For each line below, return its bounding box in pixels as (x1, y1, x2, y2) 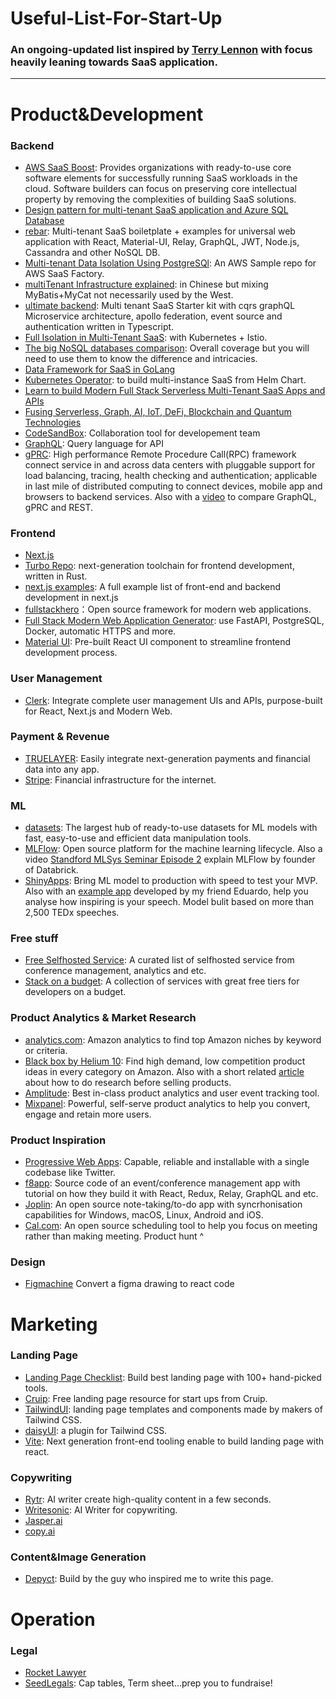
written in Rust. (24, 570, 88, 582)
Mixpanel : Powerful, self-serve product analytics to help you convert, (24, 1097, 311, 1109)
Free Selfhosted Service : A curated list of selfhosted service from (24, 954, 295, 966)
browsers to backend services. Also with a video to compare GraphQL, (24, 490, 317, 502)
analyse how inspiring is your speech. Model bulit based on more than (24, 896, 315, 908)
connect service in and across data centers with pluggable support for (24, 458, 316, 471)
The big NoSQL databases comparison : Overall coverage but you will (24, 342, 310, 354)
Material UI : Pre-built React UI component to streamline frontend (24, 636, 292, 648)
